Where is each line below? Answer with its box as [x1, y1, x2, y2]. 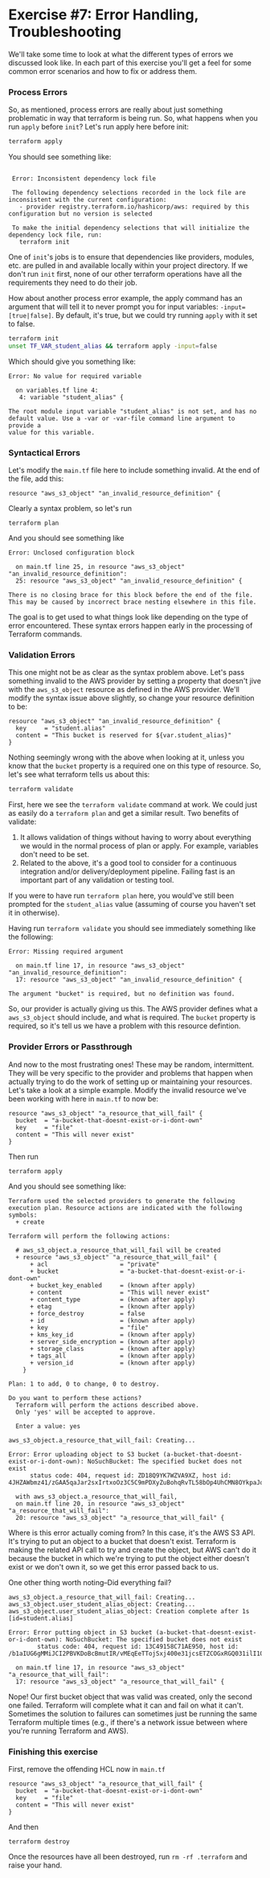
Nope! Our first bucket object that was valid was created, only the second [8, 1691, 253, 1701]
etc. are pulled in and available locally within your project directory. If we [8, 261, 248, 270]
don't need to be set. [19, 850, 90, 859]
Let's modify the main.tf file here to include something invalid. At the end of [8, 465, 260, 476]
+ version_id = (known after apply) [29, 1358, 196, 1367]
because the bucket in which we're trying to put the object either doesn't [8, 1553, 250, 1563]
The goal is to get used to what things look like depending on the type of [8, 612, 249, 622]
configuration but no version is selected [8, 210, 153, 218]
